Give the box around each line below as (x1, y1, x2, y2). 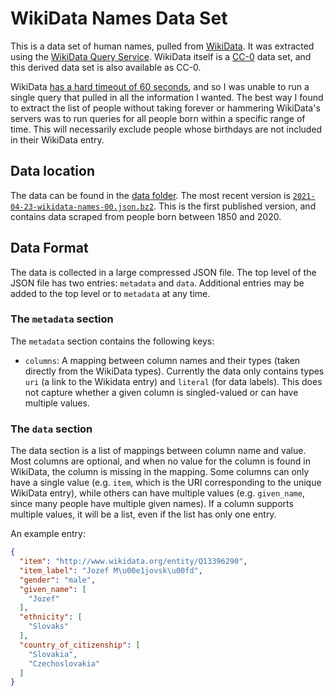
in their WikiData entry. (10, 133, 105, 146)
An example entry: (10, 528, 86, 540)
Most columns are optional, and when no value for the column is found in (10, 455, 311, 467)
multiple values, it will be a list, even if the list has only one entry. (10, 508, 277, 521)
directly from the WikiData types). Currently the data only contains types (24, 365, 325, 377)
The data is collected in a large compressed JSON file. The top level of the (10, 266, 317, 278)
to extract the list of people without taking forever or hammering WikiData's (10, 102, 321, 114)
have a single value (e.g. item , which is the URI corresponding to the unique (10, 477, 322, 489)
